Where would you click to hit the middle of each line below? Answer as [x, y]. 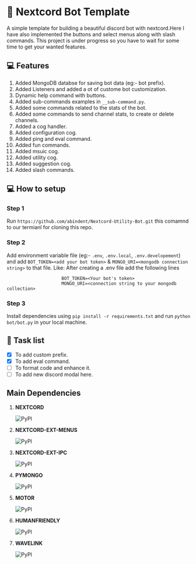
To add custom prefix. [41, 354]
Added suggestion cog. [43, 164]
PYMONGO [29, 475]
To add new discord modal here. [54, 375]
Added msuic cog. [37, 151]
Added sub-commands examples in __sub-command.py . [80, 101]
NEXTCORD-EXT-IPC [41, 452]
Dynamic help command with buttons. [61, 95]
